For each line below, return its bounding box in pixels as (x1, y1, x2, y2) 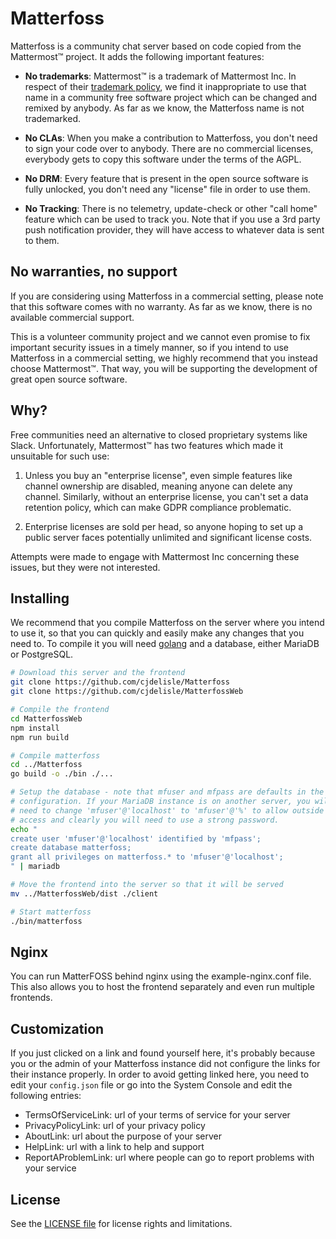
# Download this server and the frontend (10, 668, 186, 678)
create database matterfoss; (10, 843, 132, 853)
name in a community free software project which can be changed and (24, 91, 318, 103)
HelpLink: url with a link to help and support (24, 1141, 205, 1153)
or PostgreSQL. (10, 648, 74, 661)
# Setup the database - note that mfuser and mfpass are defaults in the (10, 787, 325, 797)
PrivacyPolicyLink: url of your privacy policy (24, 1120, 206, 1132)
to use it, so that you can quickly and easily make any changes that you (10, 627, 305, 639)
